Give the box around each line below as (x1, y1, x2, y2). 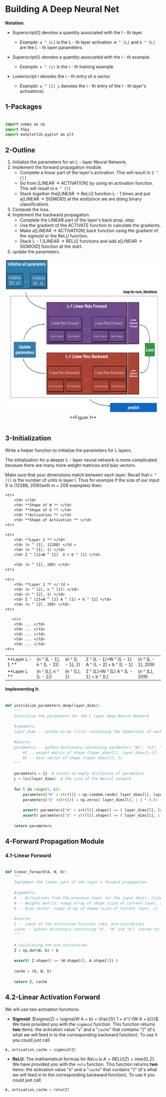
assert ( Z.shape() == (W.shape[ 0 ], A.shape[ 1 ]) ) (14, 958, 119, 963)
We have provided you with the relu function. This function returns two (12, 1061, 158, 1067)
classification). (19, 201, 50, 207)
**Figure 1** (69, 415, 97, 421)
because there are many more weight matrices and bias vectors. (5, 462, 136, 468)
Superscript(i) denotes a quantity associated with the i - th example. (12, 54, 151, 60)
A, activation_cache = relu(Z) (5, 1088, 70, 1093)
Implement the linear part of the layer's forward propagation (14, 880, 147, 885)
